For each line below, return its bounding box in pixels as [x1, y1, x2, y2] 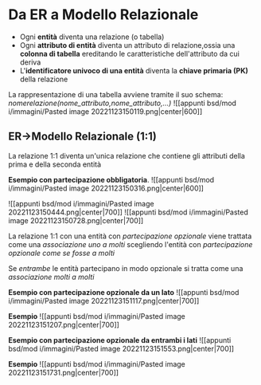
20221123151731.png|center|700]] [8, 367, 119, 377]
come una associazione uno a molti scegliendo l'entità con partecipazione [8, 239, 253, 249]
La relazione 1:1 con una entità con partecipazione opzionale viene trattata [8, 231, 252, 241]
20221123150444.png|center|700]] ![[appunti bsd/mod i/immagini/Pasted [8, 207, 249, 217]
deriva [19, 57, 41, 67]
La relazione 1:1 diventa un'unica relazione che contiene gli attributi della [8, 151, 245, 160]
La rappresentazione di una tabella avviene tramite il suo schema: [8, 89, 224, 99]
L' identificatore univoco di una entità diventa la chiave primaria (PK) [19, 65, 249, 75]
